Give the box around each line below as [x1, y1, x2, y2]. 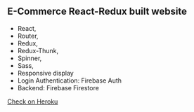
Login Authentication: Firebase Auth [17, 76, 122, 85]
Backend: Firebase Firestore [17, 83, 100, 92]
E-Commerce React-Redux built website [7, 6, 188, 17]
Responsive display [17, 69, 74, 77]
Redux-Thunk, [17, 46, 58, 55]
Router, [17, 31, 39, 40]
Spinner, [17, 54, 42, 62]
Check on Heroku [7, 97, 58, 106]
